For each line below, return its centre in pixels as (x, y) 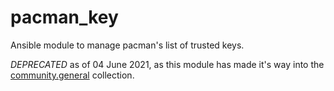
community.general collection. (72, 75)
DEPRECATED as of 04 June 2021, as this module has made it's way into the (167, 64)
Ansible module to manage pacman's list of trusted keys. (127, 45)
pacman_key (64, 17)
